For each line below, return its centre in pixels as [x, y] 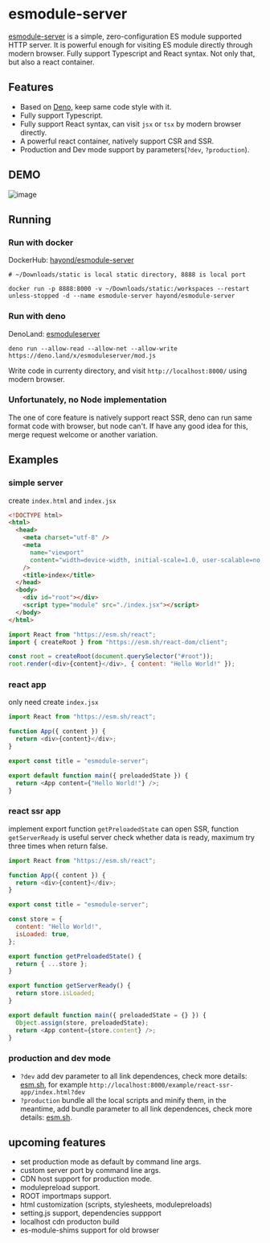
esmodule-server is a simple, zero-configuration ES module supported [125, 36]
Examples [33, 460]
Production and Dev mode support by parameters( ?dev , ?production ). [135, 149]
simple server [36, 483]
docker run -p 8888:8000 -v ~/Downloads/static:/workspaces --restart [129, 289]
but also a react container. [51, 62]
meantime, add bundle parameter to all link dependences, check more [136, 1108]
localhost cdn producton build [70, 1222]
